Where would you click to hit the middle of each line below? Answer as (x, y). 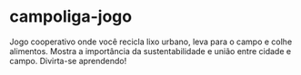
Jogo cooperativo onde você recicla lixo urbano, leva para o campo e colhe (151, 42)
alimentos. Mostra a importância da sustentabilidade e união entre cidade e (150, 51)
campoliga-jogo (71, 17)
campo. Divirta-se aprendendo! (68, 61)
